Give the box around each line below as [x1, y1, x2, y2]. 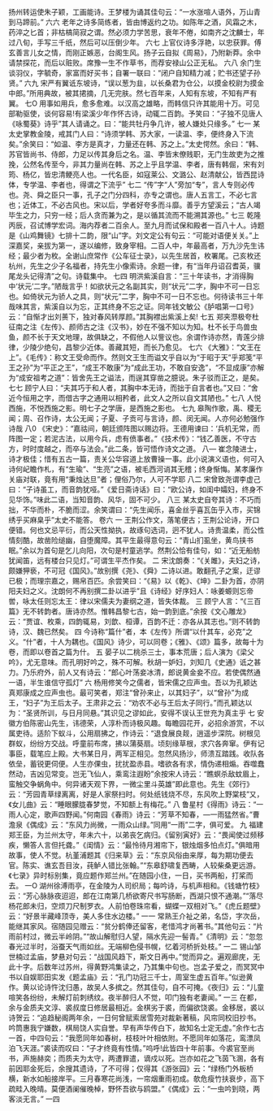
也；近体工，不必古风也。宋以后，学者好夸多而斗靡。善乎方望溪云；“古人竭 [8, 200, 262, 210]
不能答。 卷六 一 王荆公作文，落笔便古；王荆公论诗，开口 [68, 515, 260, 524]
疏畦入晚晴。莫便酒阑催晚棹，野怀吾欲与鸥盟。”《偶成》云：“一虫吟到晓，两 [8, 1084, 261, 1093]
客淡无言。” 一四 [8, 1094, 61, 1104]
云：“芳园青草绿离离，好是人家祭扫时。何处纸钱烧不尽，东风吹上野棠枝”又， [8, 789, 264, 799]
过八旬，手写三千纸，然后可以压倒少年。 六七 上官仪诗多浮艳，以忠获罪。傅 [8, 37, 262, 47]
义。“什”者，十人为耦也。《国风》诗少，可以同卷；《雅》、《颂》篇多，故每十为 [8, 637, 264, 646]
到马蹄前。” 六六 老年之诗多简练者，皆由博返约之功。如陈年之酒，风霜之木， [8, 17, 262, 27]
